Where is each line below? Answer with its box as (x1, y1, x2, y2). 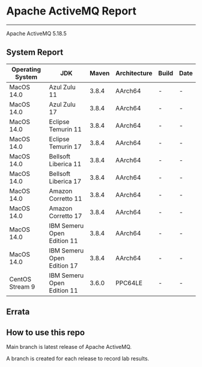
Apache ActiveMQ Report (6, 4, 137, 18)
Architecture (115, 69, 153, 77)
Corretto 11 (49, 194, 82, 202)
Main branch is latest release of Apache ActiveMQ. (6, 343, 132, 350)
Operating (11, 65, 41, 74)
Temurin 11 (49, 125, 82, 133)
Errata (6, 307, 30, 317)
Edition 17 (49, 261, 78, 269)
